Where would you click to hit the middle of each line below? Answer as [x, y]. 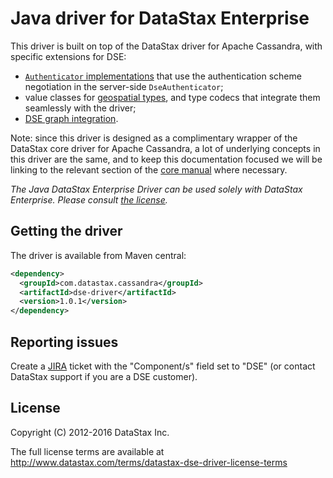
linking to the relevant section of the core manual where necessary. [149, 169]
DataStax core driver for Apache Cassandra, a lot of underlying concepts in [165, 148]
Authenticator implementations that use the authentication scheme [163, 76]
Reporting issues [64, 342]
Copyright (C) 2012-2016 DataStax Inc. [90, 432]
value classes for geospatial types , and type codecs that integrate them [172, 97]
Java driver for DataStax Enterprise [160, 18]
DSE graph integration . [71, 118]
